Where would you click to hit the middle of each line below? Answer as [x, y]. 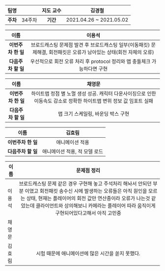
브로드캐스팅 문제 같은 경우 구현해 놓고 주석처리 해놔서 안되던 [85, 184]
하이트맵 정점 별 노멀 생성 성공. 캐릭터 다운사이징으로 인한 [94, 94]
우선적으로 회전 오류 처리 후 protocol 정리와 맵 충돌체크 [90, 62]
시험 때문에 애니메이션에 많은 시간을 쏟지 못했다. [88, 253]
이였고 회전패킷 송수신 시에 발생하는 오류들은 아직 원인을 [86, 191]
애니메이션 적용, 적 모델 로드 [73, 151]
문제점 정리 [88, 170]
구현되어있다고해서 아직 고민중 [88, 213]
